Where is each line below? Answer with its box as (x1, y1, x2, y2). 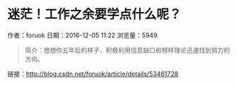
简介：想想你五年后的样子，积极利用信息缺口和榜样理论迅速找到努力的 (24, 46, 231, 54)
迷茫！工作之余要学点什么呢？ (7, 6, 182, 22)
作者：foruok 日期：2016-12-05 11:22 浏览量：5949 (7, 31, 158, 39)
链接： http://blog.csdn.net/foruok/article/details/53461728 (7, 70, 179, 78)
